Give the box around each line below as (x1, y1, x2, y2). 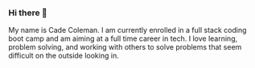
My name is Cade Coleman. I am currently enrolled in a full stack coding (8, 26, 247, 35)
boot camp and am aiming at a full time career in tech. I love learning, (8, 34, 238, 43)
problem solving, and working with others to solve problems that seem (8, 42, 242, 52)
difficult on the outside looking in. (8, 51, 119, 61)
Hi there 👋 (8, 7, 48, 18)
